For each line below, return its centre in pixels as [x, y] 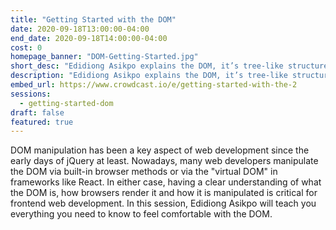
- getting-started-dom [66, 103]
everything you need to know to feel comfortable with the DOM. [141, 214]
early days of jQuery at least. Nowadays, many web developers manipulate [164, 161]
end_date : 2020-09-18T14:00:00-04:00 [89, 38]
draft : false [37, 112]
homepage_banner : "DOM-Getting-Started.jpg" [104, 57]
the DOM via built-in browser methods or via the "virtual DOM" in [144, 172]
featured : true [42, 122]
